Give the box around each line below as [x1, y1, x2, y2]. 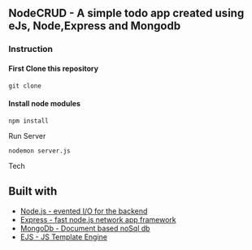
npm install [8, 117, 49, 125]
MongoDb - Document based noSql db [20, 223, 150, 233]
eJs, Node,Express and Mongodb [8, 19, 181, 33]
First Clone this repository [8, 63, 99, 73]
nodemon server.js [8, 146, 71, 155]
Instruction [8, 44, 54, 55]
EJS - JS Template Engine [20, 231, 108, 242]
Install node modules [8, 99, 81, 109]
